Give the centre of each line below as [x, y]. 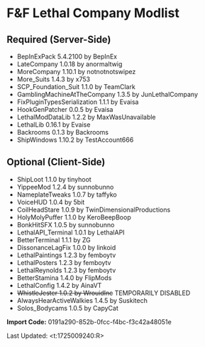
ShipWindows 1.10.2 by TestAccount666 [75, 140]
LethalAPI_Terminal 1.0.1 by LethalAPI [71, 232]
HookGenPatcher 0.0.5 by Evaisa [65, 109]
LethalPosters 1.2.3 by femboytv [64, 262]
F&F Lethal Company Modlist [93, 13]
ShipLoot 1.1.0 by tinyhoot [54, 179]
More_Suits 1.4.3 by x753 [53, 79]
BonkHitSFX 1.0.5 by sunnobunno [66, 224]
